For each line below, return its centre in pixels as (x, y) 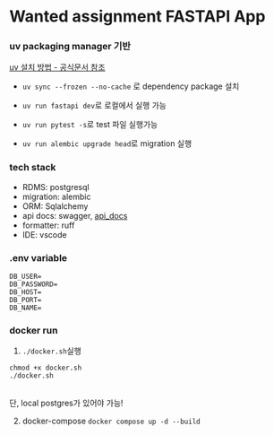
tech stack (33, 168)
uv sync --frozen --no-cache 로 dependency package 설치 (131, 86)
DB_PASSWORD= (34, 284)
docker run (34, 331)
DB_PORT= (26, 300)
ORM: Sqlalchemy (55, 206)
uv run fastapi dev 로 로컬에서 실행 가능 (94, 106)
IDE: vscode (44, 234)
